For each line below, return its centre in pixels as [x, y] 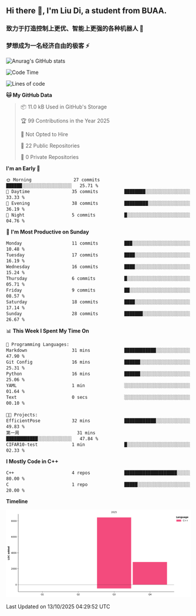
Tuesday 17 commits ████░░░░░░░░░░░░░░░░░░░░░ [98, 255]
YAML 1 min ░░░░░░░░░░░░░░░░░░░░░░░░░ [98, 385]
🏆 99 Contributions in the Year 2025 [65, 120]
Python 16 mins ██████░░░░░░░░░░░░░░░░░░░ [98, 374]
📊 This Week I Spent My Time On [48, 331]
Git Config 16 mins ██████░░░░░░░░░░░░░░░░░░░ [98, 362]
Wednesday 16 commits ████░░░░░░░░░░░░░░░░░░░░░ [98, 267]
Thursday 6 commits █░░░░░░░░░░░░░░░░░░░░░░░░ [98, 278]
